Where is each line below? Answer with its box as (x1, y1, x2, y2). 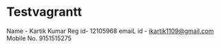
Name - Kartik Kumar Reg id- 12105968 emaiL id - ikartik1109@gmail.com (6, 27, 214, 35)
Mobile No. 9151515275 (6, 34, 72, 42)
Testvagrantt (6, 4, 83, 20)
